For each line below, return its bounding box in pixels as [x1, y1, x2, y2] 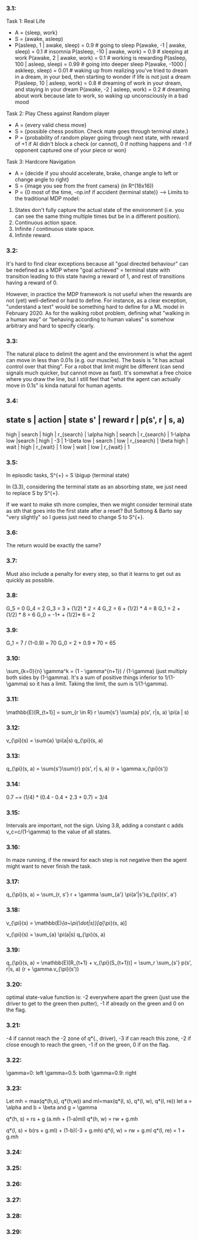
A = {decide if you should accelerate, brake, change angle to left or [14, 170, 178, 177]
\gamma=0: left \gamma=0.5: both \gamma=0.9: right [6, 1069, 137, 1076]
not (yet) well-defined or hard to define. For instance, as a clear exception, [6, 297, 187, 304]
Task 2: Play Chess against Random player [6, 110, 110, 117]
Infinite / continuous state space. [14, 226, 95, 233]
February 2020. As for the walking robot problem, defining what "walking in [6, 309, 190, 316]
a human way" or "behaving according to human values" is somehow [6, 316, 174, 323]
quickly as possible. [6, 576, 54, 583]
